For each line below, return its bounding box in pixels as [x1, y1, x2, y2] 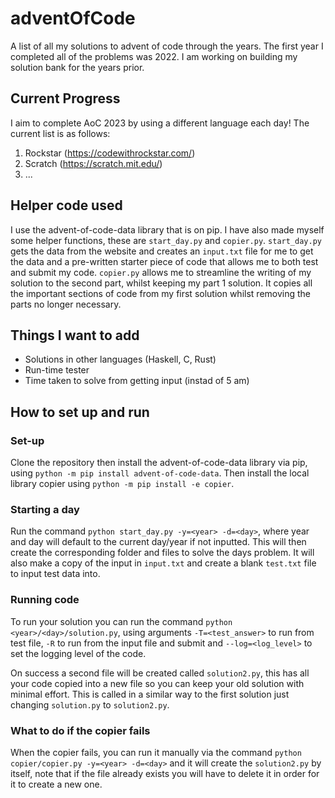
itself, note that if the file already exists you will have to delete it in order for [10, 767, 320, 779]
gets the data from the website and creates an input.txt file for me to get [10, 245, 314, 257]
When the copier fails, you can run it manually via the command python [10, 746, 302, 758]
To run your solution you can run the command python [10, 615, 233, 627]
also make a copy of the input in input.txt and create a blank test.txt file [10, 557, 317, 569]
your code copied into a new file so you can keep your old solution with [10, 677, 305, 689]
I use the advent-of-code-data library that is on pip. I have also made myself [10, 223, 325, 236]
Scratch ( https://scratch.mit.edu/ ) [24, 157, 163, 169]
